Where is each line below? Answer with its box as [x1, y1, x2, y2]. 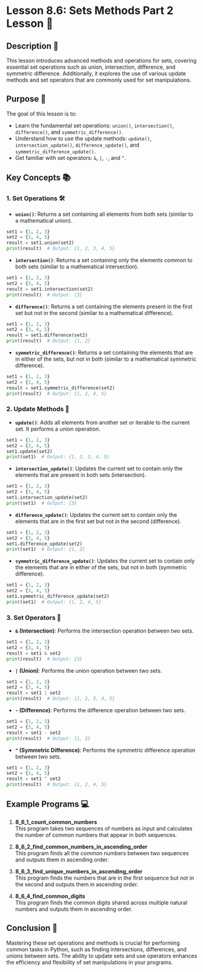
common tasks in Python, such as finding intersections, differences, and [6, 945, 187, 953]
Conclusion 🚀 [6, 923, 58, 934]
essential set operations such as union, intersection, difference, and [6, 63, 176, 71]
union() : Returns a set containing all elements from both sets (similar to [15, 210, 194, 218]
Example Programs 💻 [6, 799, 90, 810]
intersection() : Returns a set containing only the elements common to [15, 257, 193, 263]
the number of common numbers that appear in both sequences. [15, 831, 178, 838]
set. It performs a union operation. [15, 425, 101, 432]
